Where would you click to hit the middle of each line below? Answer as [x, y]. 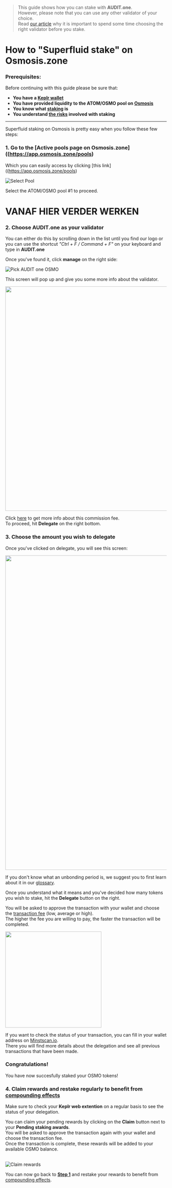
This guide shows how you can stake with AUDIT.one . [75, 7]
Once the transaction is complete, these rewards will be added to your [79, 1144]
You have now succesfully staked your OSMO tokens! [62, 1075]
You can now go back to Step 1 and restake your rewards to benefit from [82, 1175]
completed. [17, 924]
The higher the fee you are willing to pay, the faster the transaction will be [83, 919]
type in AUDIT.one [25, 250]
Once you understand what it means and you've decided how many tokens [84, 893]
